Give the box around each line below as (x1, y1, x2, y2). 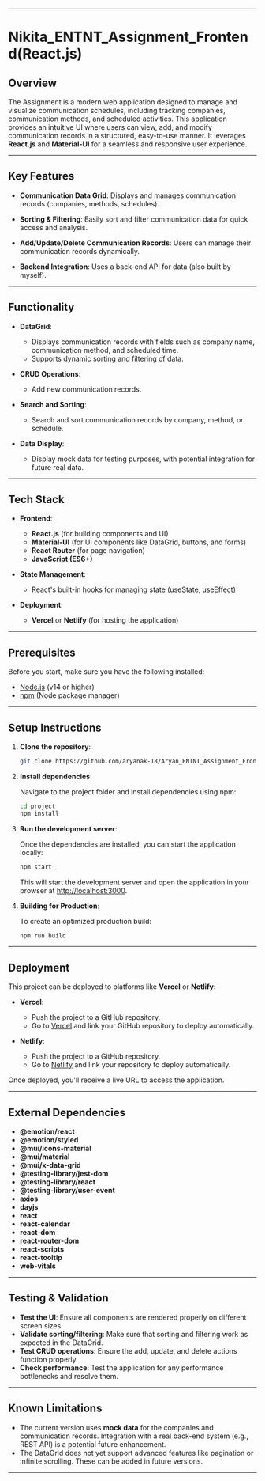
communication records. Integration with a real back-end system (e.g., (19, 1431, 248, 1441)
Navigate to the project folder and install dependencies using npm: (19, 786, 237, 796)
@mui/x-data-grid (19, 1161, 81, 1170)
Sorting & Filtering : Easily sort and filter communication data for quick (19, 214, 248, 224)
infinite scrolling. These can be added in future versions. (19, 1456, 203, 1466)
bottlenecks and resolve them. (19, 1371, 119, 1381)
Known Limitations (8, 1402, 103, 1415)
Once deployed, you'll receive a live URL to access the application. (8, 1075, 225, 1085)
